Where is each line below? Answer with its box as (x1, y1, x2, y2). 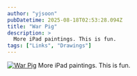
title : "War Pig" (7, 23, 58, 30)
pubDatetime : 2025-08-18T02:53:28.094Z (7, 17, 123, 23)
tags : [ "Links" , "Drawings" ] (7, 42, 92, 49)
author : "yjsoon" (7, 10, 58, 17)
